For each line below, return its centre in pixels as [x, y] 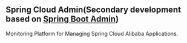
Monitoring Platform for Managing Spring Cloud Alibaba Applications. [92, 33]
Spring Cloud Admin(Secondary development [93, 10]
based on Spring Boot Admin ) [62, 19]
